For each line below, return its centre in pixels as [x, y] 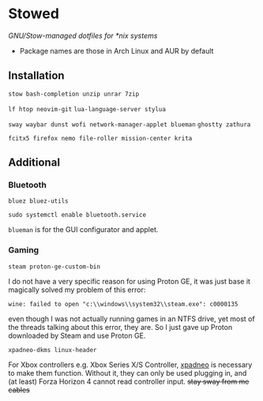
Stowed [34, 14]
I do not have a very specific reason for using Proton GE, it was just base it [130, 281]
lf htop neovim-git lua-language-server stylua [87, 109]
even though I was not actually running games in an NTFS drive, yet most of [131, 319]
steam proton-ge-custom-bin [54, 266]
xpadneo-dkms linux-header [53, 350]
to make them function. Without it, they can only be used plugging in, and [128, 373]
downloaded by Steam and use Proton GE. [77, 335]
